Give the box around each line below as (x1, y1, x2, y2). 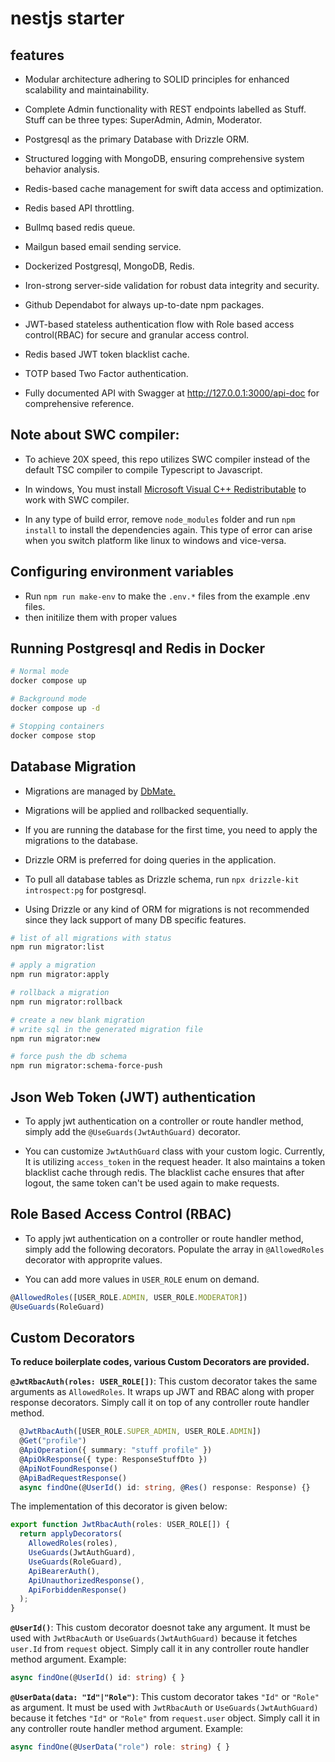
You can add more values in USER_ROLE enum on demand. (24, 1273, 260, 1285)
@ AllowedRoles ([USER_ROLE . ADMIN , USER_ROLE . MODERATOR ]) (10, 1292, 248, 1302)
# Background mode (10, 694, 87, 704)
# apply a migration (10, 960, 97, 971)
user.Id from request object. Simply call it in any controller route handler (10, 1643, 310, 1655)
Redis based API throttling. (24, 202, 135, 214)
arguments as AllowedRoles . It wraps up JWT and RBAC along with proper (10, 1386, 315, 1398)
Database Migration (10, 758, 137, 776)
